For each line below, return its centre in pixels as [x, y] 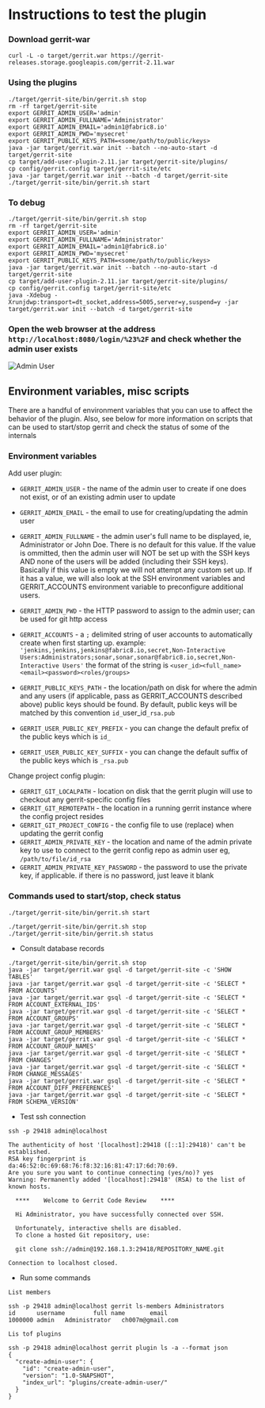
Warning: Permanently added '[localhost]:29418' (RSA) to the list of [127, 1179]
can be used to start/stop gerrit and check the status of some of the [119, 427]
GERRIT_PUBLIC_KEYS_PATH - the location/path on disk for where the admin [138, 687]
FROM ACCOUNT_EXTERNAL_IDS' [55, 1004]
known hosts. [30, 1187]
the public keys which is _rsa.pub [74, 760]
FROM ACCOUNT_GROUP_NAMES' [53, 1046]
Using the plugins [43, 83]
